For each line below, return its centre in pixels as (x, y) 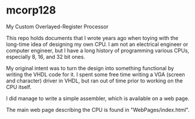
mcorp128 (31, 10)
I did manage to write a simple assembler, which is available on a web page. (98, 98)
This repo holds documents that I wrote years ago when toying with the (92, 38)
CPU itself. (19, 87)
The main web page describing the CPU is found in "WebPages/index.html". (98, 110)
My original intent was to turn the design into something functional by (90, 68)
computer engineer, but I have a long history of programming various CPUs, (98, 50)
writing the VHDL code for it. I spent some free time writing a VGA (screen (95, 74)
